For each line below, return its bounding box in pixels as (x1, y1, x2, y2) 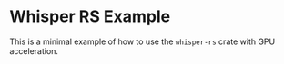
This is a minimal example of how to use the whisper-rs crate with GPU (9, 36, 276, 47)
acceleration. (9, 45, 59, 56)
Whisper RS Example (9, 6, 171, 27)
